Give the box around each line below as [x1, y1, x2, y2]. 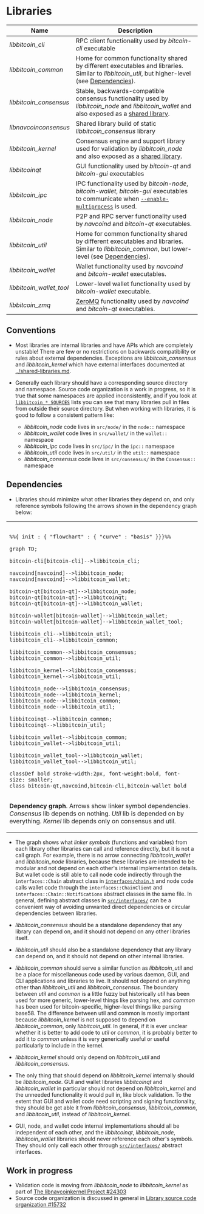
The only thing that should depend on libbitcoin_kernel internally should [15, 1071, 194, 1079]
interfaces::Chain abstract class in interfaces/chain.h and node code [15, 877, 194, 885]
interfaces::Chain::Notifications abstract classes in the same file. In [15, 890, 192, 897]
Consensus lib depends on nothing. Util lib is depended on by [9, 809, 184, 818]
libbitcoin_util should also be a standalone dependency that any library [15, 946, 192, 953]
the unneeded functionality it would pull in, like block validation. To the [15, 1091, 191, 1098]
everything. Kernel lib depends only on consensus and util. [9, 817, 176, 825]
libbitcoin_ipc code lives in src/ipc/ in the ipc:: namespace [24, 442, 175, 450]
